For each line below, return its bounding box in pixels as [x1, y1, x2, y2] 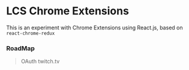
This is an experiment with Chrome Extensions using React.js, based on [6, 24, 183, 31]
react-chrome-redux [6, 30, 55, 36]
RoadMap [6, 44, 35, 52]
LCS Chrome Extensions [6, 4, 129, 18]
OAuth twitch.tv [20, 58, 60, 65]
